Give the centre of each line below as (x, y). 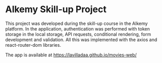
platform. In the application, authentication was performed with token (77, 28)
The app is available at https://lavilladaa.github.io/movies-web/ (71, 55)
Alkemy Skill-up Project (56, 9)
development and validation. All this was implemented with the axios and (81, 40)
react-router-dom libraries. (33, 45)
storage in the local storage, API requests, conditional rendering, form (78, 34)
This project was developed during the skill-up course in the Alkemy (77, 23)
